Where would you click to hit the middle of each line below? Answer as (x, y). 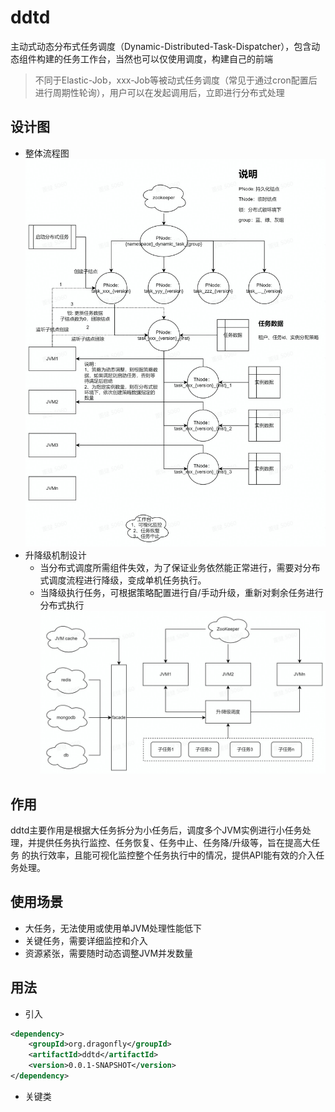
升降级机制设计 (55, 555)
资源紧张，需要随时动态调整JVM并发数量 (109, 953)
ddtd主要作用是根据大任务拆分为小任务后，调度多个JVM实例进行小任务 (156, 830)
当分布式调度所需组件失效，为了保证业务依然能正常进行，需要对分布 (180, 567)
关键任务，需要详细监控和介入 (86, 940)
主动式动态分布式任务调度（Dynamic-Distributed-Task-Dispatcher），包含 (161, 46)
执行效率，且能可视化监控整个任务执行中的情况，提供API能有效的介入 (173, 855)
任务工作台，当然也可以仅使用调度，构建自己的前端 (167, 58)
